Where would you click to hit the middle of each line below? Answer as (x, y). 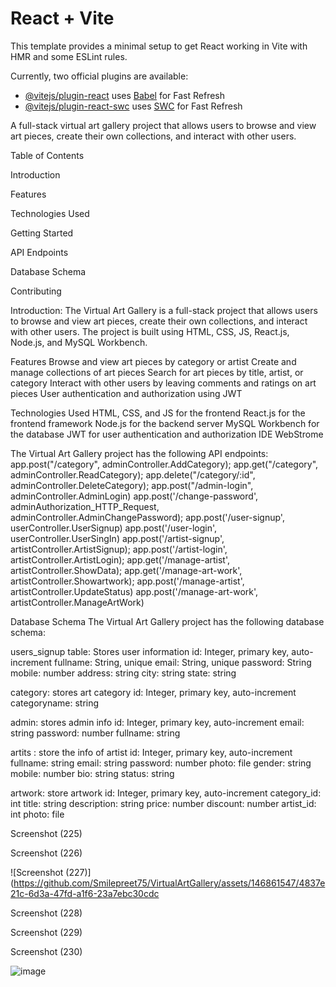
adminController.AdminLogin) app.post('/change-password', (134, 496)
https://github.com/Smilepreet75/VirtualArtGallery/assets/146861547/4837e (169, 883)
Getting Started (42, 233)
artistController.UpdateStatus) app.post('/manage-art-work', (134, 591)
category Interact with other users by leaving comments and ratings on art (163, 383)
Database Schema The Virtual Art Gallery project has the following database (167, 621)
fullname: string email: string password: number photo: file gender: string (161, 763)
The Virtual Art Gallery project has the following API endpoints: (139, 453)
